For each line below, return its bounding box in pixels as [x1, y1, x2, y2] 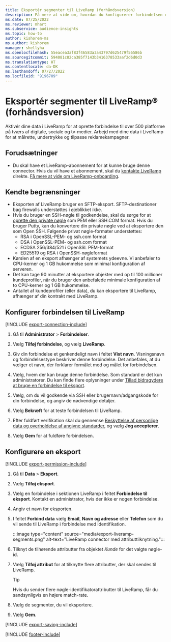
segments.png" [12, 536, 45, 542]
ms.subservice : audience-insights [5, 26, 79, 32]
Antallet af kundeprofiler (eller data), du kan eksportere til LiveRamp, [12, 288, 157, 294]
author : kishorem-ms [5, 36, 49, 41]
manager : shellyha [5, 45, 44, 50]
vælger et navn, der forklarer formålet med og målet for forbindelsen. [12, 362, 158, 368]
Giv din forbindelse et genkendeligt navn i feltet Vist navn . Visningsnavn [12, 351, 164, 357]
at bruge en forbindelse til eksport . [12, 383, 85, 389]
